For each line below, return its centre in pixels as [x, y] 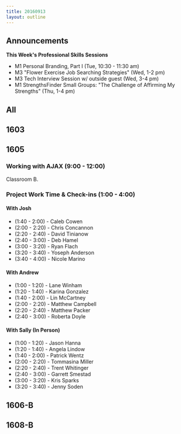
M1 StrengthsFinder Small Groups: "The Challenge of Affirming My [95, 85]
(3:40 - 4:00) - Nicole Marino [50, 258]
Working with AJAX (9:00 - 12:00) [56, 166]
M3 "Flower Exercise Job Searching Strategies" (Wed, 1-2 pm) [90, 73]
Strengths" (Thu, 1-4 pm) [45, 91]
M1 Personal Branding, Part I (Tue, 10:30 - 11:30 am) [77, 66]
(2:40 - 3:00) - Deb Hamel [46, 240]
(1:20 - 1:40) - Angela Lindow [49, 349]
